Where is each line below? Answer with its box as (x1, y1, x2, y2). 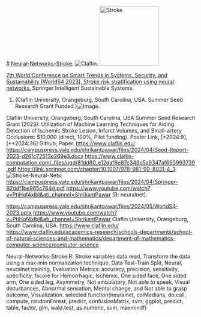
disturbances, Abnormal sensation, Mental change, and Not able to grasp (6, 285, 188, 292)
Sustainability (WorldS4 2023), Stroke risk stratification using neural (6, 78, 175, 85)
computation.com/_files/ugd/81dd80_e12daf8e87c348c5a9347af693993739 (6, 159, 196, 166)
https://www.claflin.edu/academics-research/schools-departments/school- (6, 228, 193, 235)
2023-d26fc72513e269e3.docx (6, 152, 84, 160)
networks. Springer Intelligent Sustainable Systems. (6, 84, 134, 92)
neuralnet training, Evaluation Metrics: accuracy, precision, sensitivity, (6, 266, 179, 272)
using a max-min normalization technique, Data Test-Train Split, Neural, (6, 259, 183, 266)
